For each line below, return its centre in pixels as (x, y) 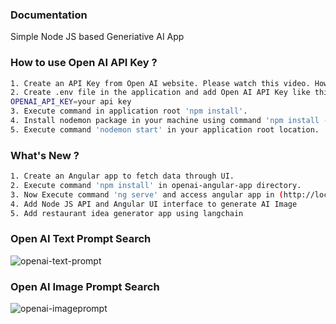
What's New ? (45, 155)
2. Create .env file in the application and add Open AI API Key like (160, 93)
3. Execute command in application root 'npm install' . (129, 111)
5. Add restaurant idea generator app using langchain (127, 213)
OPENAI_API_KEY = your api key (71, 102)
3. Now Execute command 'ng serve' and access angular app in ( (147, 194)
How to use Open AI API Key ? (84, 63)
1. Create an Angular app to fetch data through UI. (122, 176)
